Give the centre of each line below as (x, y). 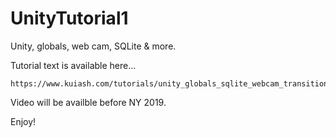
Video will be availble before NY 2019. (88, 102)
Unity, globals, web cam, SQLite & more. (93, 46)
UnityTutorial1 (69, 18)
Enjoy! (23, 121)
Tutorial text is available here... (73, 65)
